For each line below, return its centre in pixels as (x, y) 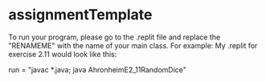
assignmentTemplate (80, 15)
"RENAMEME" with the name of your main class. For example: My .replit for (133, 45)
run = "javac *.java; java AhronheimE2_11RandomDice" (98, 69)
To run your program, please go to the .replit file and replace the (115, 37)
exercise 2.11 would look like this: (63, 54)
